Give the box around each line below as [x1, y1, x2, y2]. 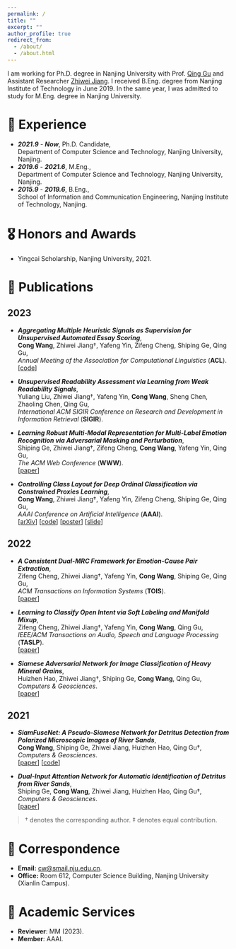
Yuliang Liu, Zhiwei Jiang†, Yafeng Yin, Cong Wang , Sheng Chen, [17, 392, 208, 400]
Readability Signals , [17, 385, 79, 393]
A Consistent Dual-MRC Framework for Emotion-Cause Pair [17, 557, 198, 565]
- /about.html [13, 50, 55, 57]
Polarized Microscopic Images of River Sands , [17, 736, 157, 745]
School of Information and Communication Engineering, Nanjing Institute [17, 192, 229, 201]
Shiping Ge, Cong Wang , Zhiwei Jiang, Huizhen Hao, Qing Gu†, [17, 787, 202, 796]
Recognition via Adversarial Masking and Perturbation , [17, 436, 184, 444]
